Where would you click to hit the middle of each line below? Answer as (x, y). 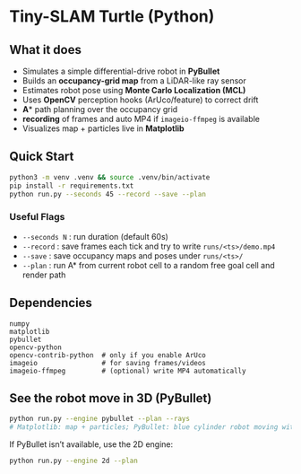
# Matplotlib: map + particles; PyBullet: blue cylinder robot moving (144, 427)
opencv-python (36, 347)
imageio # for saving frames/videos (107, 363)
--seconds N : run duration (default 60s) (95, 236)
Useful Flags (37, 217)
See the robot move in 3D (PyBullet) (111, 398)
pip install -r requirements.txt (72, 186)
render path (44, 275)
